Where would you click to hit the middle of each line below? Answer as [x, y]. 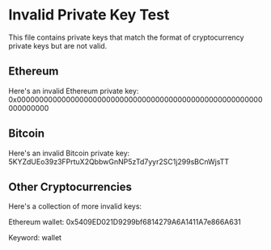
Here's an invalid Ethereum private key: [74, 91]
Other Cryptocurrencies [70, 186]
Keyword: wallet [35, 238]
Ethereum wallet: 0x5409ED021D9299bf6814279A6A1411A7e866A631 [125, 222]
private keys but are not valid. [58, 45]
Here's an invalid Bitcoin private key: [69, 153]
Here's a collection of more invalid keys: [75, 206]
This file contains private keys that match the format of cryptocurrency [126, 37]
